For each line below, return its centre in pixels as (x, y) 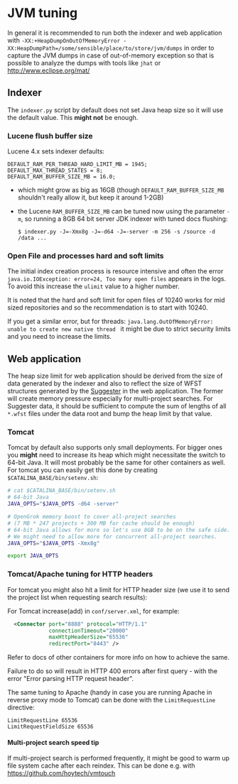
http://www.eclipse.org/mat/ (49, 70)
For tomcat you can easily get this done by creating (82, 470)
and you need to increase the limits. (60, 337)
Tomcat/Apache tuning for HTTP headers (80, 575)
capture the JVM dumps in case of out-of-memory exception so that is (111, 55)
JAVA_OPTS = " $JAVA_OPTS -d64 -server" (63, 504)
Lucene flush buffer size (50, 136)
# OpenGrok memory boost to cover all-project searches (92, 517)
